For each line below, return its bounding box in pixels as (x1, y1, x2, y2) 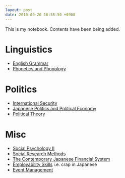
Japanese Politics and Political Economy (12, 106, 97, 112)
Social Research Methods (12, 151, 66, 157)
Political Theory (12, 111, 45, 117)
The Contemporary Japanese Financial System (12, 156, 110, 162)
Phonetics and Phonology (12, 66, 67, 72)
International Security (12, 100, 57, 106)
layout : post (5, 7, 33, 13)
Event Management (12, 167, 53, 173)
